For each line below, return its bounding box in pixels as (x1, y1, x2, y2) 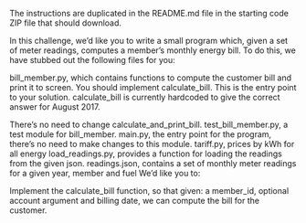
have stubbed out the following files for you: (9, 55, 175, 65)
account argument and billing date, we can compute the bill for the (9, 196, 260, 206)
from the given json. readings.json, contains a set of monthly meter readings (9, 158, 297, 168)
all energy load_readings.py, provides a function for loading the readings (9, 148, 283, 159)
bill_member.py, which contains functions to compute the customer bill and (9, 72, 292, 83)
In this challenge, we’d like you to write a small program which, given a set (9, 36, 289, 46)
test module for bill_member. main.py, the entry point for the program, (9, 129, 272, 140)
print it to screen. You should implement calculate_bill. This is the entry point (9, 82, 297, 92)
